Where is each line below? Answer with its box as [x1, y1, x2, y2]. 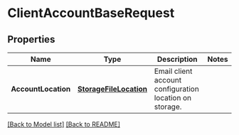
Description [156, 55, 198, 64]
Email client [154, 66, 193, 76]
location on [154, 93, 192, 102]
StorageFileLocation [77, 84, 148, 94]
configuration [154, 84, 199, 94]
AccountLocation [11, 84, 71, 94]
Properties [7, 33, 55, 45]
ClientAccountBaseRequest [7, 5, 175, 21]
